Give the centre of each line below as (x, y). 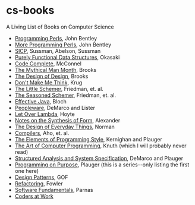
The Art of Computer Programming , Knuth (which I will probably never (100, 146)
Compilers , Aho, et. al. (42, 133)
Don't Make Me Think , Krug (48, 82)
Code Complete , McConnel (48, 64)
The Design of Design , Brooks (51, 76)
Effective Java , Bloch (40, 101)
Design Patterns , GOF (41, 177)
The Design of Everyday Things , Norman (65, 127)
